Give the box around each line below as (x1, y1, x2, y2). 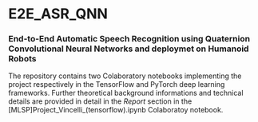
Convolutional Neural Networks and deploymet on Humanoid (8, 43, 249, 54)
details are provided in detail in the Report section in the (8, 96, 193, 106)
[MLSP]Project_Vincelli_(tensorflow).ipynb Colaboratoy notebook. (8, 105, 224, 115)
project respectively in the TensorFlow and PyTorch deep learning (8, 80, 225, 89)
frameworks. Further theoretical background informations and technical (8, 89, 244, 98)
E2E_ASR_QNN (8, 5, 108, 23)
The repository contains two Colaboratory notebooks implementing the (8, 71, 242, 81)
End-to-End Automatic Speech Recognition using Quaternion (8, 33, 250, 45)
